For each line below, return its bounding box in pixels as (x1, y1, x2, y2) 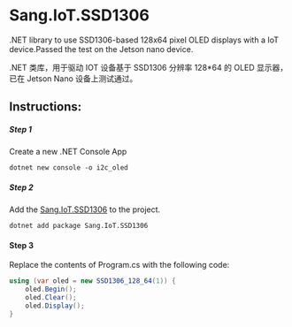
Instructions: (9, 99, 82, 115)
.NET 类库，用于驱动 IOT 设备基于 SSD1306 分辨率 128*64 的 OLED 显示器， (9, 62, 288, 72)
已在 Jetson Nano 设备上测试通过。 (9, 72, 138, 84)
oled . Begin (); (25, 285, 77, 294)
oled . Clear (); (25, 293, 77, 302)
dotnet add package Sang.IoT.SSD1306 (9, 222, 149, 231)
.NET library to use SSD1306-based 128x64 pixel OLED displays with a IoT (9, 34, 280, 45)
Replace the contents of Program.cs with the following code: (9, 260, 230, 270)
